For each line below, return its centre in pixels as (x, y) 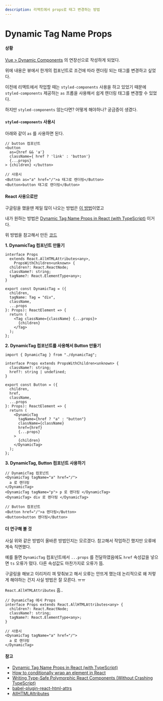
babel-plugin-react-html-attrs (42, 688)
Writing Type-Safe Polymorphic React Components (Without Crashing (82, 678)
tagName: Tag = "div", (32, 297)
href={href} (30, 428)
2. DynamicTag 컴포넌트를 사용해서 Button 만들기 (53, 346)
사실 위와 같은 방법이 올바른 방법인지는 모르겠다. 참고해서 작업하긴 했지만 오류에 (81, 541)
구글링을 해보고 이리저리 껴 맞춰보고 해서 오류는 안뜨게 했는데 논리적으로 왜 (76, 573)
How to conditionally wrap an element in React (59, 673)
